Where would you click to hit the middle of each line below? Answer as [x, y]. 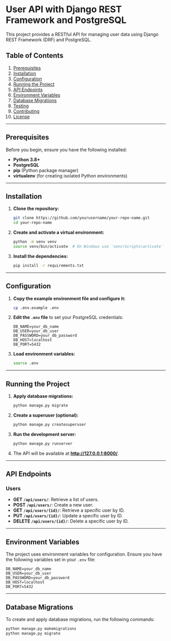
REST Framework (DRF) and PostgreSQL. [49, 40]
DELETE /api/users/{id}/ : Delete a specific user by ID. [71, 521]
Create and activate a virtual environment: [59, 232]
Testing [21, 106]
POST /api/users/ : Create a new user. [53, 505]
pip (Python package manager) [46, 170]
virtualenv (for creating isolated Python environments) [70, 176]
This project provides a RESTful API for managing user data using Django [82, 34]
